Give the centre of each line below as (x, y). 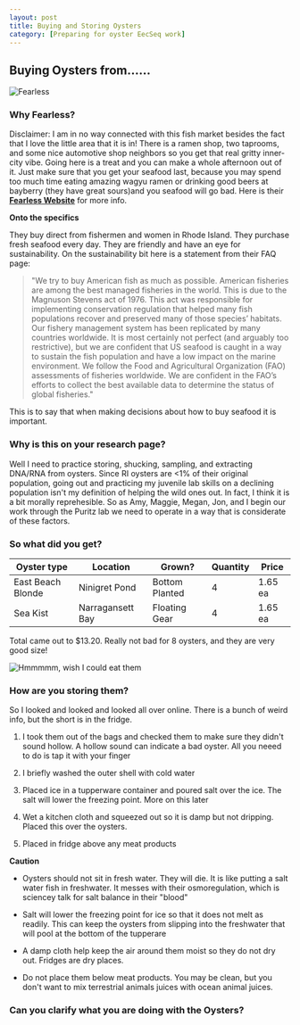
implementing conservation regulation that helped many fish (142, 310)
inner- (274, 153)
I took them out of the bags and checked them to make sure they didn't (153, 737)
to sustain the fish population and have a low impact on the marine (154, 357)
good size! (29, 650)
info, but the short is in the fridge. (71, 720)
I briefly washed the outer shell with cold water (108, 773)
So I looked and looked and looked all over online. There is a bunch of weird (149, 710)
